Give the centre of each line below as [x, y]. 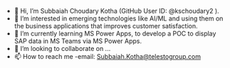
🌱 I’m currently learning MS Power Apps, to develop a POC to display [115, 33]
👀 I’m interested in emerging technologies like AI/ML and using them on [119, 18]
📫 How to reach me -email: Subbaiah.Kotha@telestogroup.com [108, 56]
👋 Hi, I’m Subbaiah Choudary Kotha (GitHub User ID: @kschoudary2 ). [116, 11]
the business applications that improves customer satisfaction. [106, 26]
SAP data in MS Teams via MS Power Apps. [78, 41]
